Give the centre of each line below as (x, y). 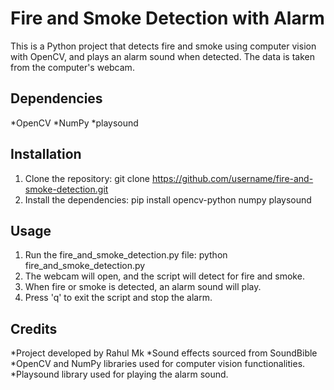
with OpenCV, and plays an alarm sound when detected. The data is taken (162, 56)
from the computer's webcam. (72, 67)
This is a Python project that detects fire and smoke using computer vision (163, 46)
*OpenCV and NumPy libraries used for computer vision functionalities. (158, 364)
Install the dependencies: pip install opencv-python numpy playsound (168, 199)
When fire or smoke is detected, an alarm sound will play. (143, 287)
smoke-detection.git (66, 189)
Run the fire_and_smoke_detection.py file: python (126, 255)
